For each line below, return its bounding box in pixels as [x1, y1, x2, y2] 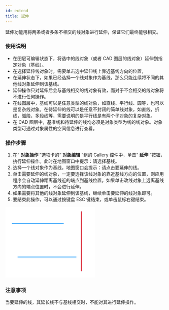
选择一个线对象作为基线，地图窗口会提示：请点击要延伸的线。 [12, 164, 142, 171]
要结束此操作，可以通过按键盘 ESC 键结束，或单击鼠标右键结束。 [12, 196, 149, 203]
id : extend [5, 8, 28, 13]
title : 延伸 [5, 13, 29, 19]
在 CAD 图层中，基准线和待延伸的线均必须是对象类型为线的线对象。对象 [12, 119, 163, 125]
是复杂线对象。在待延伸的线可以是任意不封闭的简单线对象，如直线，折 [12, 106, 160, 112]
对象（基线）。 [17, 62, 47, 68]
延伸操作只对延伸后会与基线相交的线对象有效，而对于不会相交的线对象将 [12, 87, 164, 93]
